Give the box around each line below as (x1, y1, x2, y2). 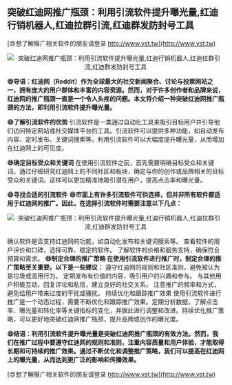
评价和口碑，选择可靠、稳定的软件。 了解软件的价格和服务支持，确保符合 (12, 245, 220, 254)
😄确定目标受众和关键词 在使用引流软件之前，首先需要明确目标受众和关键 (7, 158, 215, 167)
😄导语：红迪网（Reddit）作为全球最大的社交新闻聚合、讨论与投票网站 (7, 77, 208, 85)
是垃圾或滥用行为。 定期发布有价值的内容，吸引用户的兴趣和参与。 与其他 (7, 272, 215, 280)
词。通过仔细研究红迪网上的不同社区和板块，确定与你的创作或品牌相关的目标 (7, 167, 224, 175)
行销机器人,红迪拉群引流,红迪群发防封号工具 (7, 19, 195, 31)
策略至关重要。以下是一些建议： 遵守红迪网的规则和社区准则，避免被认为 (12, 263, 220, 271)
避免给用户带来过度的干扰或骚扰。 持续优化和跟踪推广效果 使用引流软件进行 (7, 289, 222, 297)
